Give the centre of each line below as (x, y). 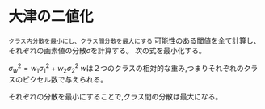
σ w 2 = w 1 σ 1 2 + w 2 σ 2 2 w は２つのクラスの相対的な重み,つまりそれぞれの (126, 68)
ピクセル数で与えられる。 (65, 80)
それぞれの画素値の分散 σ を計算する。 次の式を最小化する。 (107, 50)
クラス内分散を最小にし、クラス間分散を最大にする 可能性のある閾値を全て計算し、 (135, 40)
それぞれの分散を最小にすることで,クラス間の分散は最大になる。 (116, 97)
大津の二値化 (51, 17)
